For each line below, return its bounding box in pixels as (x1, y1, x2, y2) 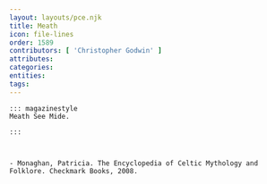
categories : (9, 63, 54, 72)
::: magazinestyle (9, 104, 78, 113)
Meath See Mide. (9, 112, 70, 121)
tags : (9, 79, 30, 88)
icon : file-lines (9, 29, 74, 38)
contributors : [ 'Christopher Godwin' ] (9, 46, 163, 55)
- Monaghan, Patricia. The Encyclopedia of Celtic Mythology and (9, 158, 258, 168)
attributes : (9, 54, 54, 63)
